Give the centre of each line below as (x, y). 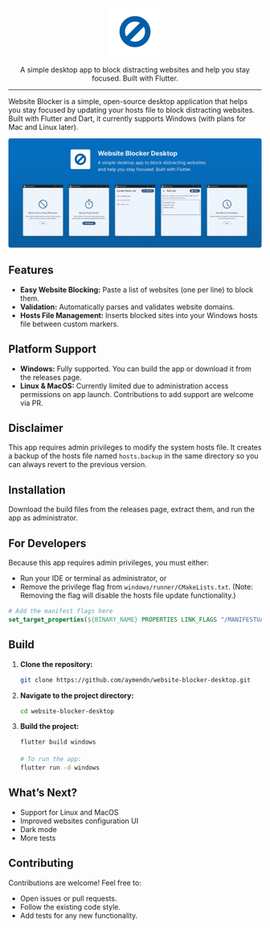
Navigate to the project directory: (77, 695)
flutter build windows (58, 742)
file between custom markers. (69, 324)
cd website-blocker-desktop (67, 711)
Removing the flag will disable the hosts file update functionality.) (128, 595)
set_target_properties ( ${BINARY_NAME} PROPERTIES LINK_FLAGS (113, 619)
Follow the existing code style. (70, 907)
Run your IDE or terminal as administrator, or (93, 578)
